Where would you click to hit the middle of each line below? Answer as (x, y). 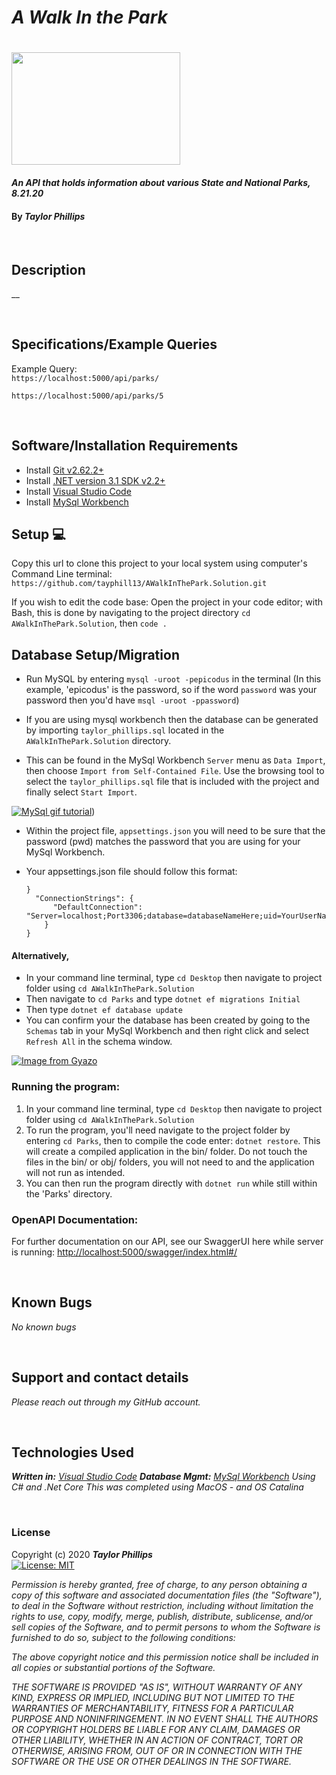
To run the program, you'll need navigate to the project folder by (158, 1130)
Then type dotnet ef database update (104, 1010)
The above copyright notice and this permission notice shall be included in (165, 1657)
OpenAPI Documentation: (75, 1219)
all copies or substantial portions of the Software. (113, 1667)
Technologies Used (72, 1452)
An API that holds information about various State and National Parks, (161, 182)
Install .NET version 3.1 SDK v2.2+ (95, 480)
